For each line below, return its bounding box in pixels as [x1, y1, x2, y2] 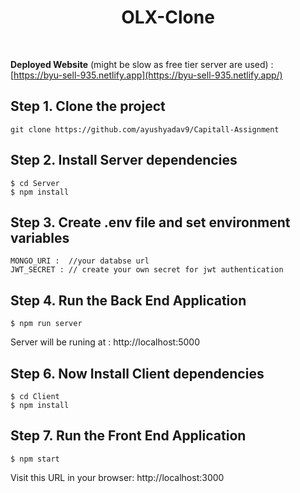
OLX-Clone [121, 6, 215, 29]
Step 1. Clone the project [10, 98, 166, 115]
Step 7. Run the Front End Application [10, 427, 247, 445]
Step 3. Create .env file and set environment [10, 214, 291, 231]
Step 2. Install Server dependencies [10, 152, 238, 169]
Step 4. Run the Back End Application [10, 292, 247, 309]
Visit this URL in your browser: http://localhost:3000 [10, 471, 225, 483]
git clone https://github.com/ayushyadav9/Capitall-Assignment [10, 124, 280, 135]
